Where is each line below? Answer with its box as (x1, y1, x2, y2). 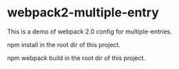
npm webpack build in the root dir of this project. (7, 53, 146, 62)
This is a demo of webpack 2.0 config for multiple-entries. (7, 27, 172, 36)
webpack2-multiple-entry (7, 5, 160, 20)
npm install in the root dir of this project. (7, 40, 120, 49)
